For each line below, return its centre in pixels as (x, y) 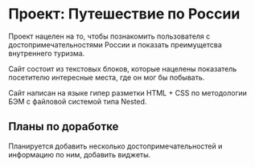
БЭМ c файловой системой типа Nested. (78, 101)
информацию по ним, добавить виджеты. (80, 154)
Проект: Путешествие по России (124, 14)
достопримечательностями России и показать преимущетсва (115, 44)
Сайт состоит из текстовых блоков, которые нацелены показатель (123, 68)
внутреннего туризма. (47, 53)
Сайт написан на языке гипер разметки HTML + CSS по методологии (128, 92)
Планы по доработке (64, 126)
